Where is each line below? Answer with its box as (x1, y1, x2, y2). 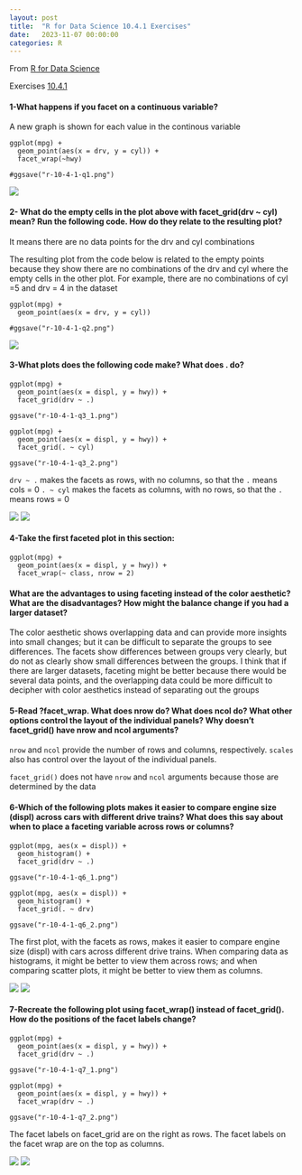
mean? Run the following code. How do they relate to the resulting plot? (9, 216, 283, 227)
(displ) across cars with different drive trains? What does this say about (9, 812, 284, 823)
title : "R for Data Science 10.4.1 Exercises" (9, 22, 192, 31)
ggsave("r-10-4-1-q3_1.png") (9, 411, 119, 420)
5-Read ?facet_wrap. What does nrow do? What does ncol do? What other (9, 705, 293, 716)
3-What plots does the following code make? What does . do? (9, 359, 245, 370)
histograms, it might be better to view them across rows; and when (9, 955, 258, 966)
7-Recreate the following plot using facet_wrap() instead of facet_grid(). (9, 1004, 285, 1015)
